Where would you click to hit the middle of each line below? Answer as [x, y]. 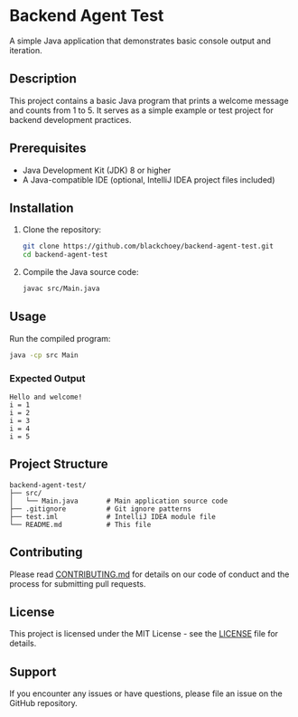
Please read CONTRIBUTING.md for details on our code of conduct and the [149, 574]
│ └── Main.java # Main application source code [119, 501]
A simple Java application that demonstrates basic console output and [140, 41]
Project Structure [59, 464]
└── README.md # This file [80, 524]
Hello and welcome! [46, 397]
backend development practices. [70, 119]
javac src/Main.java [61, 289]
